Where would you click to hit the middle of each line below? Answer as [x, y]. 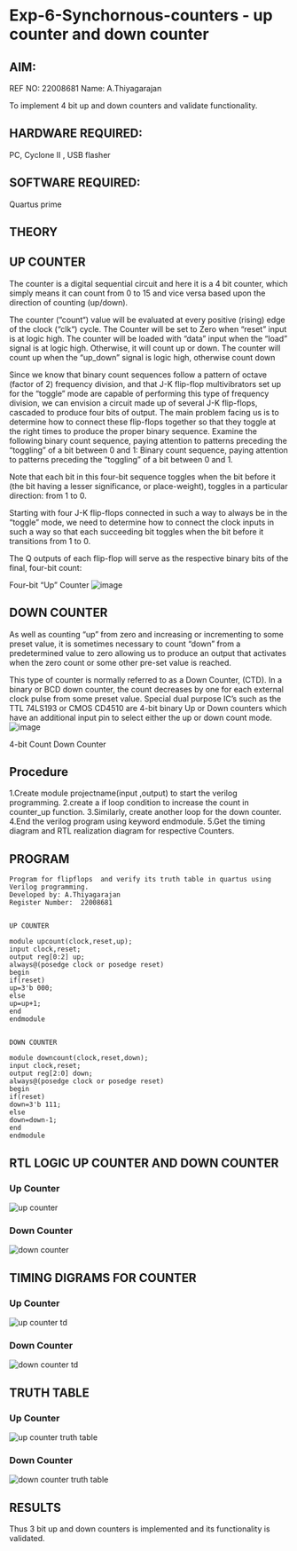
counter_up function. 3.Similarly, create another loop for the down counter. [145, 812]
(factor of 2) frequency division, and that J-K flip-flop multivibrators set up [145, 384]
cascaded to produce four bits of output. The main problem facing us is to [144, 412]
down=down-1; [33, 1120]
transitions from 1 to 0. [50, 541]
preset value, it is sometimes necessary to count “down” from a [125, 644]
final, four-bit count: [46, 567]
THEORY [34, 232]
